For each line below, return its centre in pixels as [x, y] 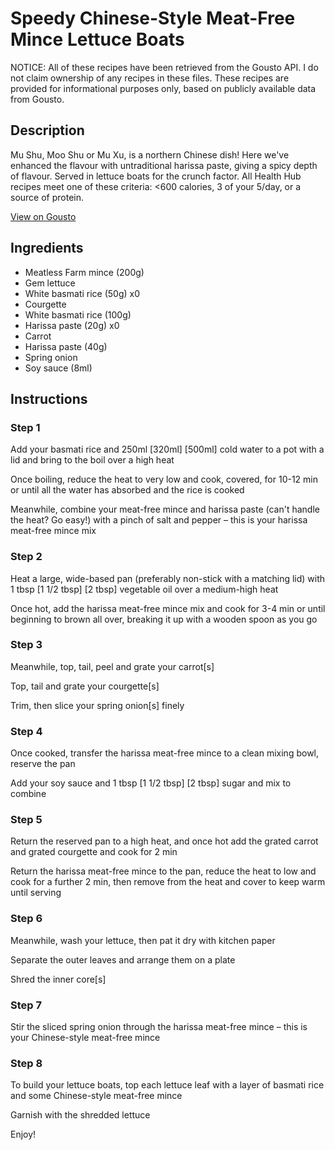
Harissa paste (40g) [66, 346]
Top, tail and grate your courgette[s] [85, 686]
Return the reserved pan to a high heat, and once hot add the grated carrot [164, 841]
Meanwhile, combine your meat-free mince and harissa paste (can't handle [165, 509]
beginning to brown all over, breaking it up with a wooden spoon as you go [164, 619]
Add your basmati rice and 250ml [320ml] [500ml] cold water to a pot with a [167, 449]
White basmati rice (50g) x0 [82, 293]
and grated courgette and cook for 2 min [94, 852]
